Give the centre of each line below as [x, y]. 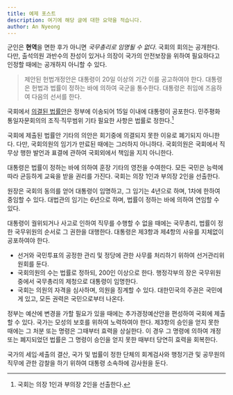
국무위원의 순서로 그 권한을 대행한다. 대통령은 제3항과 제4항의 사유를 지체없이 [119, 232]
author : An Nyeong [34, 26]
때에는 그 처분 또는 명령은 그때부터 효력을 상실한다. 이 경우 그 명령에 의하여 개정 [114, 331]
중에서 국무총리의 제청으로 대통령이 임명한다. [78, 282]
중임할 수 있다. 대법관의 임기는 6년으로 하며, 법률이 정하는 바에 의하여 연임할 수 [113, 200]
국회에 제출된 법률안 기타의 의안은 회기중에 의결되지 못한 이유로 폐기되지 [104, 136]
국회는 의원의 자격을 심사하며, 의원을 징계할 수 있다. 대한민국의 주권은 [111, 290]
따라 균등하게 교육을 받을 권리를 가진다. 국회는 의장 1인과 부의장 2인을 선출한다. [114, 176]
